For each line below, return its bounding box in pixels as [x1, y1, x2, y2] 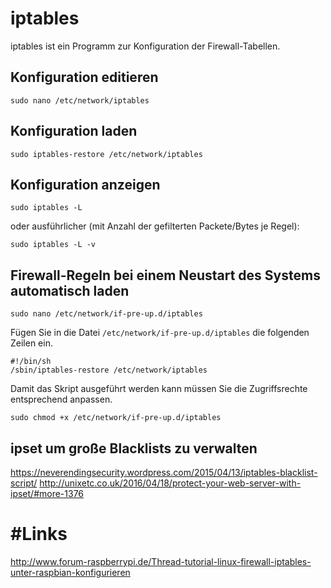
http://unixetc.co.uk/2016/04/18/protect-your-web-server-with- [39, 477, 302, 489]
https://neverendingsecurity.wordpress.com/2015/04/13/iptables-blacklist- [10, 467, 318, 478]
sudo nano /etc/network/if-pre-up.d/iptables [10, 309, 203, 319]
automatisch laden [10, 282, 130, 299]
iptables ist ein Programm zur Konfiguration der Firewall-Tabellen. [10, 40, 281, 52]
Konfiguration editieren [10, 69, 159, 86]
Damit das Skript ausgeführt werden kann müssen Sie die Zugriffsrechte [10, 383, 308, 395]
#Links [10, 523, 68, 546]
